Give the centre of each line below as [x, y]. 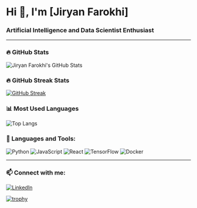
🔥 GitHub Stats [28, 52]
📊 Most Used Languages [43, 109]
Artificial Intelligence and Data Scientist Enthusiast [80, 30]
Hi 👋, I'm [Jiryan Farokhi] [67, 12]
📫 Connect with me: [36, 172]
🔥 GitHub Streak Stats [38, 80]
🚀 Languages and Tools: [41, 139]
